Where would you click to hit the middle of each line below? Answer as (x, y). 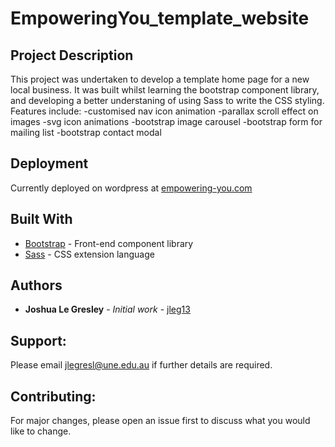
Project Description (72, 55)
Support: (38, 340)
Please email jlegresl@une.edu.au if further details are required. (141, 365)
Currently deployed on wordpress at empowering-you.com (131, 188)
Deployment (49, 163)
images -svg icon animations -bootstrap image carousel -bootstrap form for (166, 121)
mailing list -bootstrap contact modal (86, 132)
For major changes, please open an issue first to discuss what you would (160, 421)
